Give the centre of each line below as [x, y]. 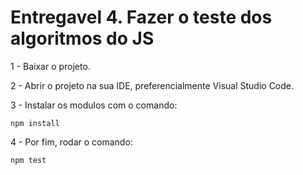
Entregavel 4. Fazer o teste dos [141, 17]
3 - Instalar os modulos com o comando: [94, 105]
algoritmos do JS [82, 38]
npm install [35, 123]
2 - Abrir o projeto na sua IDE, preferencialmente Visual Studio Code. [152, 85]
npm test [28, 160]
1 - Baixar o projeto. [50, 66]
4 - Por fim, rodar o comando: [71, 142]
